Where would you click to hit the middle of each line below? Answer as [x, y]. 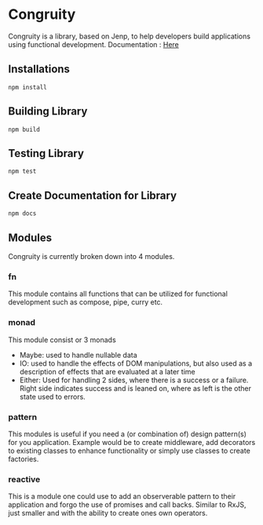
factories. [24, 459]
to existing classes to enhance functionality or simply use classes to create [130, 450]
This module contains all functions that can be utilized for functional [118, 294]
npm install [27, 87]
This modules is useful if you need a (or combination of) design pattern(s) [128, 434]
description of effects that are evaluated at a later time [107, 371]
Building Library [48, 111]
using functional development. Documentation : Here [93, 44]
